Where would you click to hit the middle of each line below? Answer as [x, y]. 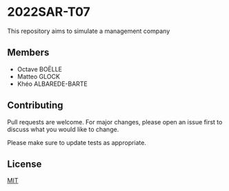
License [24, 164]
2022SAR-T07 [49, 12]
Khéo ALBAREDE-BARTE [52, 84]
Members [28, 53]
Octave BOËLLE [40, 69]
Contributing [35, 105]
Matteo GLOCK [39, 76]
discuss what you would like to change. [63, 129]
